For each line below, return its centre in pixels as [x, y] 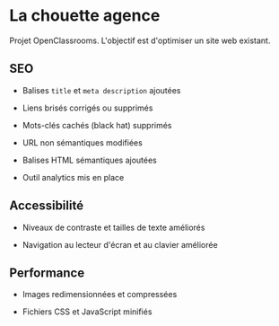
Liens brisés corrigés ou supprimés [87, 108]
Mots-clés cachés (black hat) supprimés [97, 125]
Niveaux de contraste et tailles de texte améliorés [113, 227]
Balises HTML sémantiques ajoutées [89, 160]
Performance [47, 273]
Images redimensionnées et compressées [100, 295]
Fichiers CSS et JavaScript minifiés [87, 312]
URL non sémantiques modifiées [83, 142]
